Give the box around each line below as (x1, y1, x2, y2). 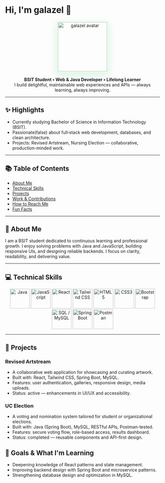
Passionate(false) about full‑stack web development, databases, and (12, 129, 151, 135)
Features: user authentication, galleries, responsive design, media (12, 379, 146, 385)
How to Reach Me (12, 201, 49, 207)
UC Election (5, 402, 34, 409)
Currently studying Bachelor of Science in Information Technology (12, 119, 146, 125)
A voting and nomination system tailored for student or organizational (12, 414, 153, 420)
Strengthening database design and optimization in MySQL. (12, 472, 133, 478)
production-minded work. (12, 145, 64, 151)
